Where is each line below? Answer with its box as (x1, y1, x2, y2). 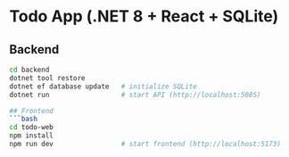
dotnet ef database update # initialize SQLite (9, 82, 198, 91)
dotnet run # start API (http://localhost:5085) (9, 90, 261, 99)
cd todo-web (9, 123, 54, 132)
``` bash (9, 114, 38, 124)
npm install (9, 131, 54, 140)
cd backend (9, 65, 50, 74)
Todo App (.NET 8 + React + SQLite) (9, 6, 279, 27)
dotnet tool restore (9, 73, 87, 82)
